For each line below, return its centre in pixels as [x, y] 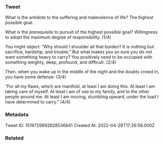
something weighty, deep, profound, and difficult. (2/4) [61, 62]
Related [14, 138]
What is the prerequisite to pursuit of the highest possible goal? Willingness [82, 32]
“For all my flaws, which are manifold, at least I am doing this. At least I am [80, 86]
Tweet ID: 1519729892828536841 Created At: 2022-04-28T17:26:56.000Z [80, 125]
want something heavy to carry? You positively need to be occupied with [79, 57]
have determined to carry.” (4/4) [38, 102]
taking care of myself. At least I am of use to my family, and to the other [77, 92]
